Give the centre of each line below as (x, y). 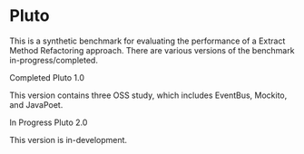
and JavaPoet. (36, 104)
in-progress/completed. (54, 60)
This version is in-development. (69, 140)
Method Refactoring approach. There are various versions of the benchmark (152, 50)
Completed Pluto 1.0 (47, 77)
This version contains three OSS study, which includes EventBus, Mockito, (148, 95)
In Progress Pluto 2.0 (49, 122)
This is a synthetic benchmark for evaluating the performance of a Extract (147, 41)
